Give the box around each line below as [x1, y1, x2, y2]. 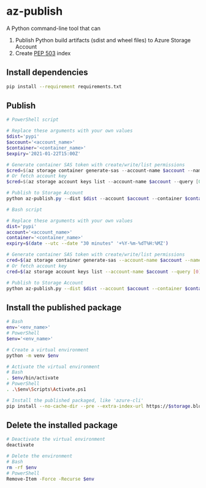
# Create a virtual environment [6, 346, 89, 353]
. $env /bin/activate [6, 375, 59, 381]
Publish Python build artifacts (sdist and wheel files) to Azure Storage [15, 36, 191, 44]
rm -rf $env [6, 464, 37, 470]
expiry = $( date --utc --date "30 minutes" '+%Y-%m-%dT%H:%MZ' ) [6, 240, 169, 246]
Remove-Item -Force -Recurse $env [6, 476, 95, 482]
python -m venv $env [6, 353, 59, 359]
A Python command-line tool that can [6, 25, 101, 32]
